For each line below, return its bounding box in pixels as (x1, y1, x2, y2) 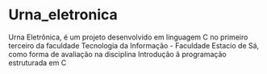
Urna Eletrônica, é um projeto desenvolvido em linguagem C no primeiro (8, 32, 248, 42)
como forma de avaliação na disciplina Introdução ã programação (8, 49, 227, 59)
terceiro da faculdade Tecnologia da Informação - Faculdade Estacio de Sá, (8, 40, 260, 50)
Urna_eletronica (8, 6, 119, 24)
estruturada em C (8, 58, 67, 68)
